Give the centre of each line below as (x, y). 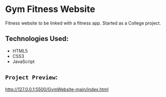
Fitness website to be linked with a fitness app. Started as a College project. (83, 23)
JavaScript (23, 61)
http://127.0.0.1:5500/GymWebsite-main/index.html (57, 89)
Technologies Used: (37, 39)
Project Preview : (32, 77)
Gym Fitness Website (50, 9)
